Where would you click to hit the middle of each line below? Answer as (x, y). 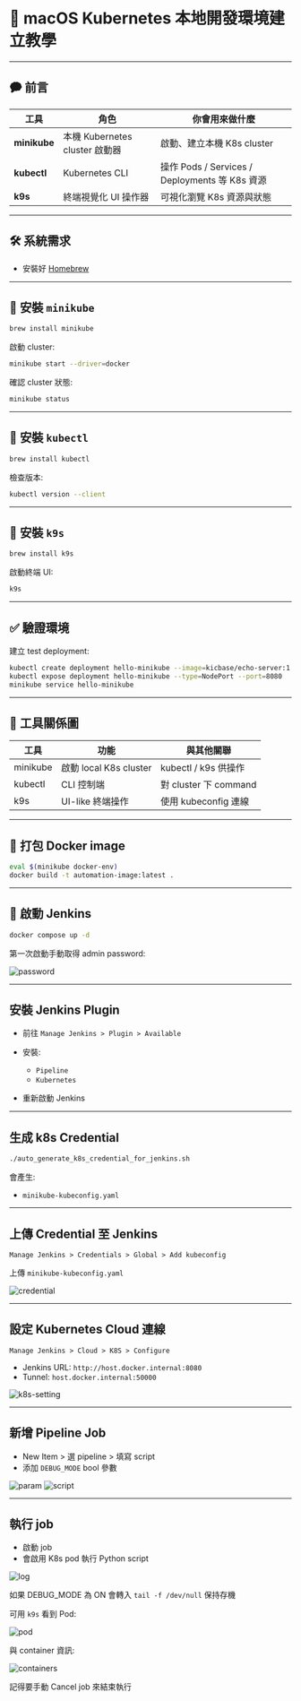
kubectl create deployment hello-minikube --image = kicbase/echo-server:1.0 (154, 668)
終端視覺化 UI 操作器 (106, 196)
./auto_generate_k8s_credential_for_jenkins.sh (100, 1159)
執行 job (31, 1524)
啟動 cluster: (32, 347)
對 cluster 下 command (209, 785)
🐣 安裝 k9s (37, 533)
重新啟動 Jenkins (53, 1098)
